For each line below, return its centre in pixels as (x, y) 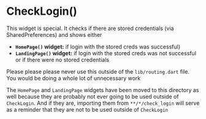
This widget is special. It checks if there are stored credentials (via (90, 28)
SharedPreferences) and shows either (54, 34)
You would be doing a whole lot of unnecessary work (74, 78)
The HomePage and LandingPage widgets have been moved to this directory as (103, 90)
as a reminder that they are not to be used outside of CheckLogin (87, 109)
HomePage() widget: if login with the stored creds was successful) (98, 47)
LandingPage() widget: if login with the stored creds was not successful (106, 53)
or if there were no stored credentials (62, 60)
